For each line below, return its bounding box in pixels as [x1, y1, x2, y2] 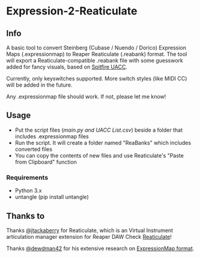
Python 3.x [14, 187, 42, 194]
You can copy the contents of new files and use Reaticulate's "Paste [14, 152, 184, 159]
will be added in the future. [6, 81, 73, 88]
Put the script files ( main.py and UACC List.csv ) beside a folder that [14, 126, 183, 134]
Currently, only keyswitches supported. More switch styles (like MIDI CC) [6, 75, 187, 82]
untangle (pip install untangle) [14, 194, 89, 201]
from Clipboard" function [14, 158, 77, 165]
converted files [14, 146, 53, 153]
